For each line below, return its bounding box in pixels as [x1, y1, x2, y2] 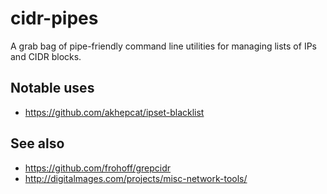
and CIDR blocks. [10, 50, 82, 62]
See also [10, 135, 65, 152]
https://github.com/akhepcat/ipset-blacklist [24, 106, 205, 118]
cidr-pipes [10, 7, 99, 30]
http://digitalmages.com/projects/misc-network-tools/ [24, 172, 248, 184]
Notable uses [10, 80, 95, 97]
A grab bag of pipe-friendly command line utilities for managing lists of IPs [10, 40, 317, 52]
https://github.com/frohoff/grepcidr [24, 162, 172, 174]
